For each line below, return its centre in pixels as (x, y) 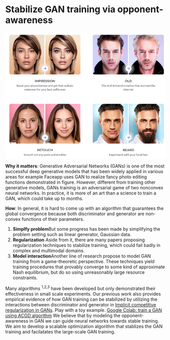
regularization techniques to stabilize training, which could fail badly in (87, 245)
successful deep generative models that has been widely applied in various (84, 172)
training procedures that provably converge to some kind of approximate (89, 267)
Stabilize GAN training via (60, 9)
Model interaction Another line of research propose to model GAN (82, 256)
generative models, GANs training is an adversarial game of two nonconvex (84, 188)
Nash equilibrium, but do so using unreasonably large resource (79, 272)
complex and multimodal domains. (49, 251)
